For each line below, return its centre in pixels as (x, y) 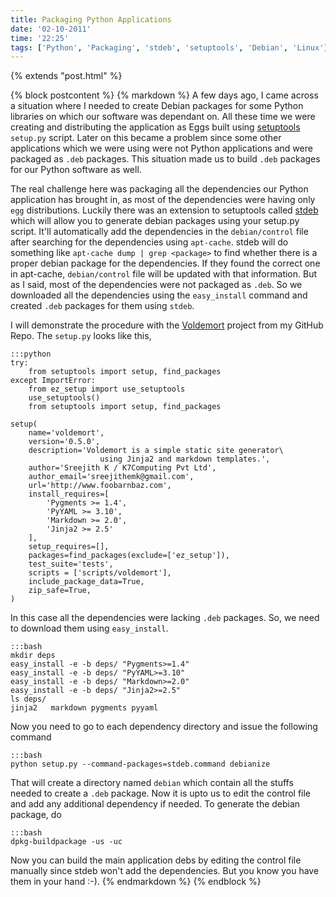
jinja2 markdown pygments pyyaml (84, 708)
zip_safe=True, (60, 591)
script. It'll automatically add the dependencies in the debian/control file (159, 232)
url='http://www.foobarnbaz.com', (100, 486)
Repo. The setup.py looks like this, (81, 336)
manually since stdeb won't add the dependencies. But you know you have (165, 871)
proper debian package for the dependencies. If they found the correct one (165, 263)
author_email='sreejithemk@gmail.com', (111, 477)
